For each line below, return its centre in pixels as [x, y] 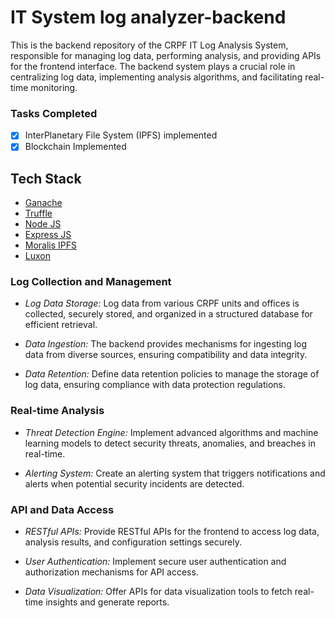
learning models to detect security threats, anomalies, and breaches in [170, 443]
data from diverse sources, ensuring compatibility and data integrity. [166, 355]
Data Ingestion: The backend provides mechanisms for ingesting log [166, 344]
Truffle [38, 213]
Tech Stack [46, 178]
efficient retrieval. [61, 325]
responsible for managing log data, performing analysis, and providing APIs [166, 55]
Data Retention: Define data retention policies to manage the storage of [172, 374]
